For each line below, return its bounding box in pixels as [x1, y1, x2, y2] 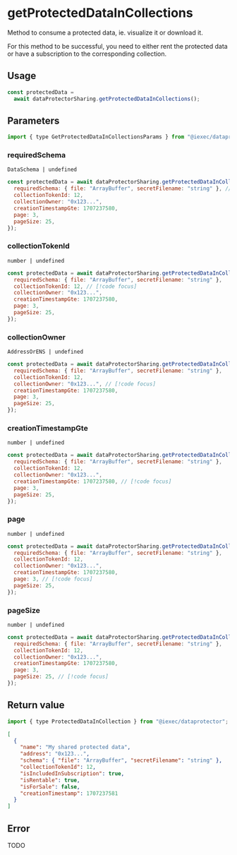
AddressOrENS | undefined [7, 348, 83, 356]
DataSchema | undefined [7, 166, 78, 174]
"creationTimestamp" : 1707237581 [20, 789, 119, 797]
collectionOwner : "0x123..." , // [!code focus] [13, 380, 157, 388]
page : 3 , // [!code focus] [13, 575, 93, 583]
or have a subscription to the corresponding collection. [7, 49, 167, 58]
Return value [7, 699, 65, 711]
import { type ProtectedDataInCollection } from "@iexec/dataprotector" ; [7, 718, 229, 725]
